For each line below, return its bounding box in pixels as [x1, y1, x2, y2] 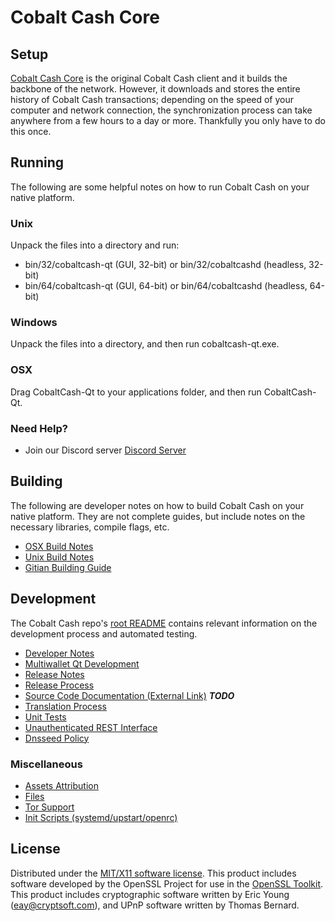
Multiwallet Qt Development [24, 657, 140, 670]
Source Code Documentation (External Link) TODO [24, 689, 235, 701]
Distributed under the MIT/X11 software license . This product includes [10, 867, 297, 879]
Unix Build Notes [24, 551, 95, 563]
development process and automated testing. [10, 627, 198, 640]
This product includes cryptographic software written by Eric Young [10, 888, 290, 900]
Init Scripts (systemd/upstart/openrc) [24, 811, 178, 823]
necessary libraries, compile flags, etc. [10, 521, 170, 533]
